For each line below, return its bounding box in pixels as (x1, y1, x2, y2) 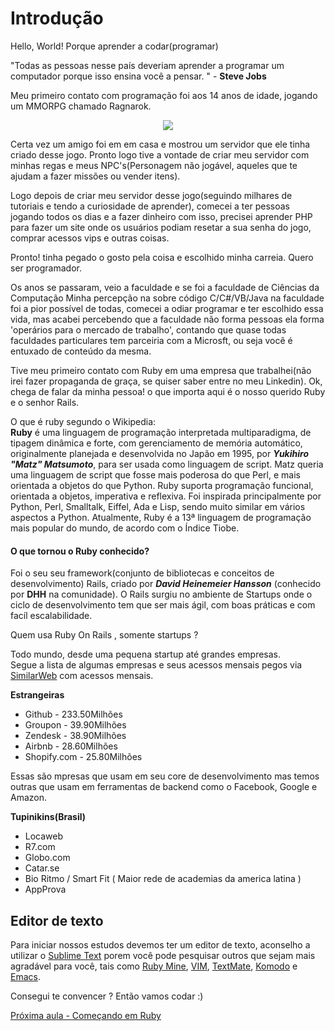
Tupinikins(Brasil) (10, 811, 87, 823)
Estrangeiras (10, 689, 65, 701)
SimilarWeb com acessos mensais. (10, 670, 154, 682)
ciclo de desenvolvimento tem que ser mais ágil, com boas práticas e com (10, 599, 316, 611)
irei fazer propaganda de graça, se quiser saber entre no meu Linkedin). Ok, (10, 375, 323, 387)
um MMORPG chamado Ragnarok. (10, 100, 152, 112)
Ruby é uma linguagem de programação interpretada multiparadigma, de (10, 426, 312, 438)
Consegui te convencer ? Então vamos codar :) (10, 990, 204, 1002)
